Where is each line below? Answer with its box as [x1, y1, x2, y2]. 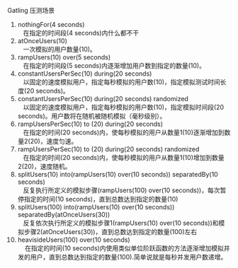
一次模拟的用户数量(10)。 [23, 45, 97, 53]
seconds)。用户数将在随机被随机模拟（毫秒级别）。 [17, 112, 166, 120]
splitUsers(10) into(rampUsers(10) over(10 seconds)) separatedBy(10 [17, 170, 218, 178]
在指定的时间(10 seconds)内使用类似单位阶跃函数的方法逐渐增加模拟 [24, 244, 225, 252]
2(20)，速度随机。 [17, 162, 72, 170]
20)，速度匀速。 [30, 137, 78, 145]
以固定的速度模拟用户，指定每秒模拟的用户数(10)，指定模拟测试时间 [23, 78, 221, 86]
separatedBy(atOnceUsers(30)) [17, 211, 110, 219]
